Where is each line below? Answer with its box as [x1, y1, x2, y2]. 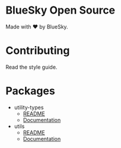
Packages [5, 84, 56, 98]
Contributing [5, 44, 70, 57]
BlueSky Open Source [5, 4, 116, 17]
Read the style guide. [5, 63, 58, 70]
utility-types [14, 104, 44, 111]
